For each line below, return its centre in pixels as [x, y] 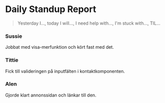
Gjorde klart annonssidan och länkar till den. [51, 95]
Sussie [14, 36]
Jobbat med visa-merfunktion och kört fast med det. [60, 47]
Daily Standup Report [51, 9]
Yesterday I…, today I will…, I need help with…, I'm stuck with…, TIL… [89, 23]
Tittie [12, 60]
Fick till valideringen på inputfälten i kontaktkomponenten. [65, 71]
